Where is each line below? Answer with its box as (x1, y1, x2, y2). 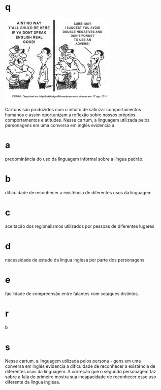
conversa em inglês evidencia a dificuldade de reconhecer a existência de (5, 363, 156, 369)
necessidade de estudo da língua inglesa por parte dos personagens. (5, 257, 146, 263)
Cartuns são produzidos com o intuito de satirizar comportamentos (5, 106, 141, 112)
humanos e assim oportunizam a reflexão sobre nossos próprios (5, 112, 136, 118)
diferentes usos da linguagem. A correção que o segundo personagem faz (5, 368, 157, 374)
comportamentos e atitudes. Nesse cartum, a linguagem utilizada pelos (5, 117, 150, 123)
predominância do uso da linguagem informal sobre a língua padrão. (5, 156, 144, 162)
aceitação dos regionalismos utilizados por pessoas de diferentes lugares (5, 223, 155, 229)
